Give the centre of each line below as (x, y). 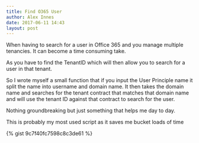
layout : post (22, 28)
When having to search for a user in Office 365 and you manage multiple (95, 45)
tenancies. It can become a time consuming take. (66, 51)
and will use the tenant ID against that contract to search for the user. (91, 99)
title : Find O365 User (34, 12)
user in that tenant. (29, 69)
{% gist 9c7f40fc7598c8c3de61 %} (49, 134)
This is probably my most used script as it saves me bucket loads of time (95, 122)
